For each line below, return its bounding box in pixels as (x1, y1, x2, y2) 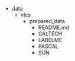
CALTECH (38, 30, 63, 37)
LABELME (38, 37, 63, 43)
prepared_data (29, 18, 65, 24)
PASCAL (38, 43, 59, 50)
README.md (38, 24, 70, 31)
